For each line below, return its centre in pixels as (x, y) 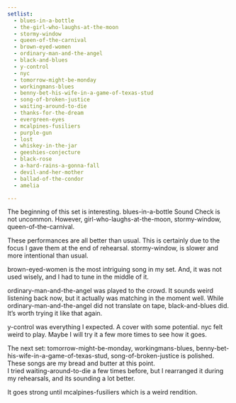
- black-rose (33, 159)
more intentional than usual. (48, 255)
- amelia (27, 185)
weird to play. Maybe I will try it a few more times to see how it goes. (107, 335)
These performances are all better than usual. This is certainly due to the (114, 241)
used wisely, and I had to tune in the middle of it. (78, 277)
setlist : (20, 14)
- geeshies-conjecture (47, 153)
